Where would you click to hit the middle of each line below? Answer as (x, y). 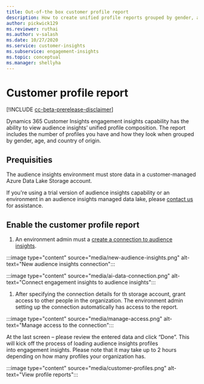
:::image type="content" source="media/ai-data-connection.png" (88, 276)
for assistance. (25, 206)
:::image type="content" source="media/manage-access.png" (84, 319)
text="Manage (24, 325)
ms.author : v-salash (32, 35)
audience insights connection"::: (75, 264)
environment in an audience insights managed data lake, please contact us (100, 199)
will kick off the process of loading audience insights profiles (82, 343)
